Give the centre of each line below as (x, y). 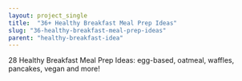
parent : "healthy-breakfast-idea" (66, 38)
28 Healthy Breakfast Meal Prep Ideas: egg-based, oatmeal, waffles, (121, 60)
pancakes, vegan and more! (54, 69)
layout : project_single (48, 15)
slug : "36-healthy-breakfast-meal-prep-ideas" (87, 30)
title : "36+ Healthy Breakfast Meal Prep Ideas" (93, 23)
